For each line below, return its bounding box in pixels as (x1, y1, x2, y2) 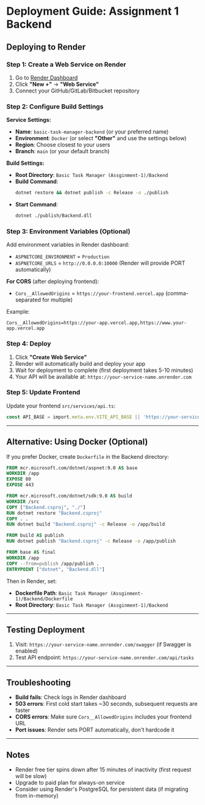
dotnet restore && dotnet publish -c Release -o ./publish (15, 190, 169, 196)
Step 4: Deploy (6, 339, 51, 348)
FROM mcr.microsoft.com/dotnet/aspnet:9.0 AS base (6, 464, 138, 471)
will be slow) (15, 772, 47, 779)
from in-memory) (15, 792, 59, 799)
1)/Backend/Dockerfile (15, 595, 73, 602)
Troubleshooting (6, 677, 71, 687)
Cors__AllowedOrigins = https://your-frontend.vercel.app (15, 290, 165, 297)
